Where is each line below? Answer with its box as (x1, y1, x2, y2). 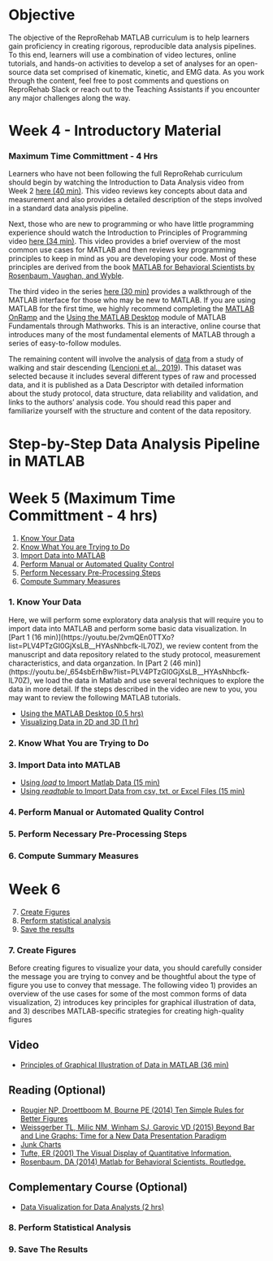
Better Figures (19, 1113, 68, 1123)
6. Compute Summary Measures (8, 850, 140, 861)
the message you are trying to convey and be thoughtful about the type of (8, 972, 256, 981)
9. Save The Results (8, 1244, 89, 1255)
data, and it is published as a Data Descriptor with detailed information (8, 380, 244, 390)
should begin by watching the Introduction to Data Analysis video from (8, 177, 245, 188)
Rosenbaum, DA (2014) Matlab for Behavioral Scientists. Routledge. (19, 1156, 246, 1167)
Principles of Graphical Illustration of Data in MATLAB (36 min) (19, 1059, 229, 1069)
